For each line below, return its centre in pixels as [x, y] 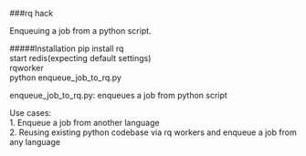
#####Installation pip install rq [67, 48]
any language [35, 142]
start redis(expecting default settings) [80, 58]
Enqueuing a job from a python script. [81, 31]
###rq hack [31, 13]
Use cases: [31, 113]
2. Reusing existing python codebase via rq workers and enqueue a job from [153, 132]
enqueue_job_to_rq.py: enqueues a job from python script [119, 95]
